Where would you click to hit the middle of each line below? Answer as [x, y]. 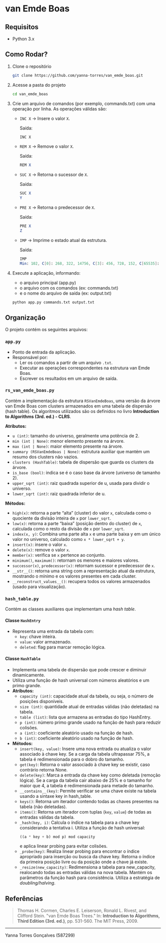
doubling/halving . [38, 883]
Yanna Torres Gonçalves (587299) [40, 936]
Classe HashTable [23, 658]
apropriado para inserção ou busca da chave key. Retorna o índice [87, 857]
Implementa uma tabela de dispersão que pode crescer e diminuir [79, 669]
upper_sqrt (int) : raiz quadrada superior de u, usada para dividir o [81, 483]
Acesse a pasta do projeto [39, 85]
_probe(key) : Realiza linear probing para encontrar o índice [80, 851]
